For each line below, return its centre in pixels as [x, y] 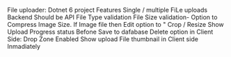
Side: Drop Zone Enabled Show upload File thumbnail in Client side [103, 39]
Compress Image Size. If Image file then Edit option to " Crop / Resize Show [115, 24]
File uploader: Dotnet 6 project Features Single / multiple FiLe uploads [107, 10]
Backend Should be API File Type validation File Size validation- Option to [112, 17]
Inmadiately [24, 46]
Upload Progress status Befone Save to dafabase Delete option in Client [110, 32]
